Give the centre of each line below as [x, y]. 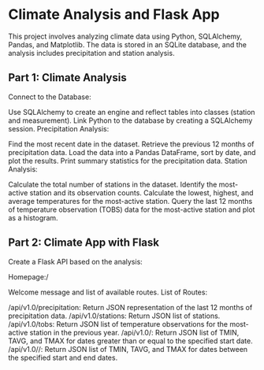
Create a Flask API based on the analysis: [76, 261]
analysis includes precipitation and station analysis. [91, 53]
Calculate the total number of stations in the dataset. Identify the [113, 184]
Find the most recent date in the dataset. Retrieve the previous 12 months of [131, 144]
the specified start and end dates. [63, 357]
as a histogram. [33, 217]
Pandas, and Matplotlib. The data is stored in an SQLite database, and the [127, 44]
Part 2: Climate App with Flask [84, 243]
